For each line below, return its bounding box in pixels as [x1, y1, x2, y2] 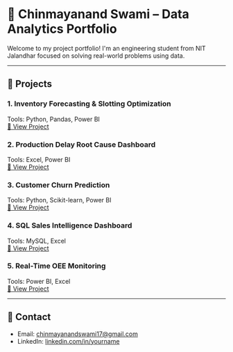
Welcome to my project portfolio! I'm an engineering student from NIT [7, 44, 206, 52]
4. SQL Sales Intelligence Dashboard [7, 221, 132, 230]
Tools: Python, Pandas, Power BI [7, 115, 101, 123]
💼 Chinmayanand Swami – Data [7, 6, 189, 22]
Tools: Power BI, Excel [7, 277, 71, 285]
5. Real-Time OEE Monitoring [7, 261, 106, 271]
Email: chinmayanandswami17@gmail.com [17, 330, 139, 338]
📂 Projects [7, 78, 53, 90]
